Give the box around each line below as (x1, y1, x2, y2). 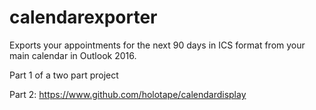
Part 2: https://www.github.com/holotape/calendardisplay (9, 88, 247, 100)
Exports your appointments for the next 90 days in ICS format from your (9, 39, 306, 51)
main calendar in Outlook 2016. (9, 49, 137, 61)
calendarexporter (9, 6, 158, 29)
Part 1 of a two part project (9, 69, 119, 81)
